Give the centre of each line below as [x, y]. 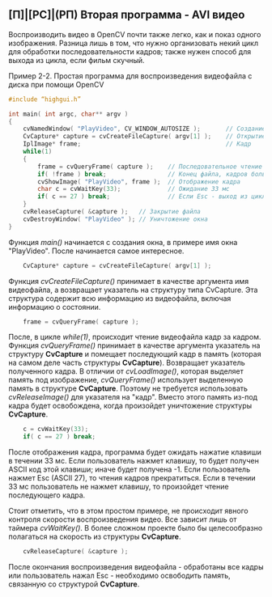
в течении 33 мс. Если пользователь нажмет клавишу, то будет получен [134, 461]
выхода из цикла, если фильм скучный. [76, 60]
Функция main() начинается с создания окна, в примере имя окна [123, 242]
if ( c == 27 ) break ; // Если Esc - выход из [143, 197]
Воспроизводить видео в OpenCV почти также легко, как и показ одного [135, 34]
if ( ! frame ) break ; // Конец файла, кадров [143, 174]
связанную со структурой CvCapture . [74, 584]
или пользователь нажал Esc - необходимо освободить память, [119, 576]
